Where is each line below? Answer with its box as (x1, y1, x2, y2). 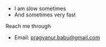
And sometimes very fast (14, 11, 76, 18)
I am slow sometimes (14, 5, 66, 12)
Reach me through (5, 23, 51, 29)
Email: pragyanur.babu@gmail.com (14, 34, 101, 41)
